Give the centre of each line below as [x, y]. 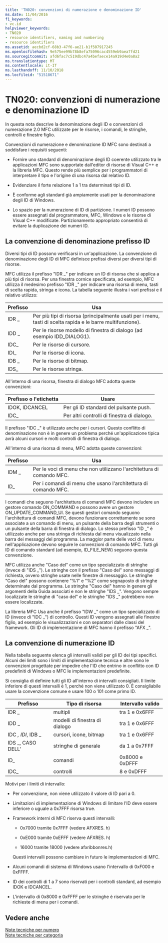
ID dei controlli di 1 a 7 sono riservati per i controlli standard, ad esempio [87, 882]
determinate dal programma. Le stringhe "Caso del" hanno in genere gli [79, 586]
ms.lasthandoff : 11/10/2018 [34, 70]
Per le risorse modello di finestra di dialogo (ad [87, 330]
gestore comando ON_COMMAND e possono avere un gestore [69, 507]
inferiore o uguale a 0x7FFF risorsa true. [54, 808]
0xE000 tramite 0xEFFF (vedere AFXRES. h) [65, 837]
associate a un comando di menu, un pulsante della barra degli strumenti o [82, 523]
